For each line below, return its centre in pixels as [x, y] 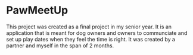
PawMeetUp [37, 10]
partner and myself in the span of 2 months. [60, 46]
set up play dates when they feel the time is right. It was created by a [91, 39]
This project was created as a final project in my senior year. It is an [89, 27]
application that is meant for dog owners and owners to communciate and [97, 33]
